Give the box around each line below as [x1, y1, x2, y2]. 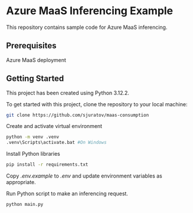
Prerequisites [6, 41, 57, 51]
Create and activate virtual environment [6, 123, 102, 130]
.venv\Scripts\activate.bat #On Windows [6, 140, 107, 146]
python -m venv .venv [6, 134, 60, 140]
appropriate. [6, 179, 37, 186]
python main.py [6, 202, 44, 208]
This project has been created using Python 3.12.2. [6, 89, 130, 96]
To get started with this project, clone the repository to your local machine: [6, 100, 188, 107]
